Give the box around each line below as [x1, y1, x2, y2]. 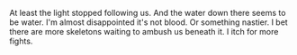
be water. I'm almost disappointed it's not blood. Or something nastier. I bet [9, 17, 288, 27]
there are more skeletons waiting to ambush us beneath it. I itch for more [9, 27, 279, 36]
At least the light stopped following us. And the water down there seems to [9, 8, 286, 18]
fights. [9, 35, 33, 46]
